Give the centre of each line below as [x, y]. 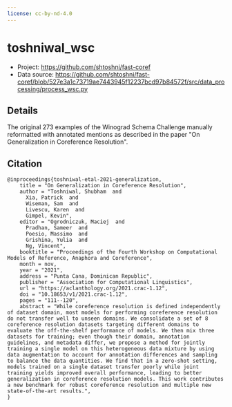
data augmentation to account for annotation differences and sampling [112, 355]
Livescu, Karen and [55, 210]
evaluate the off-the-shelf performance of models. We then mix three [111, 331]
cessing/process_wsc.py [52, 89]
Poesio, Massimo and [57, 234]
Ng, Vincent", [46, 246]
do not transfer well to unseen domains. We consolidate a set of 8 [108, 319]
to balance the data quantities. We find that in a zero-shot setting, [112, 361]
